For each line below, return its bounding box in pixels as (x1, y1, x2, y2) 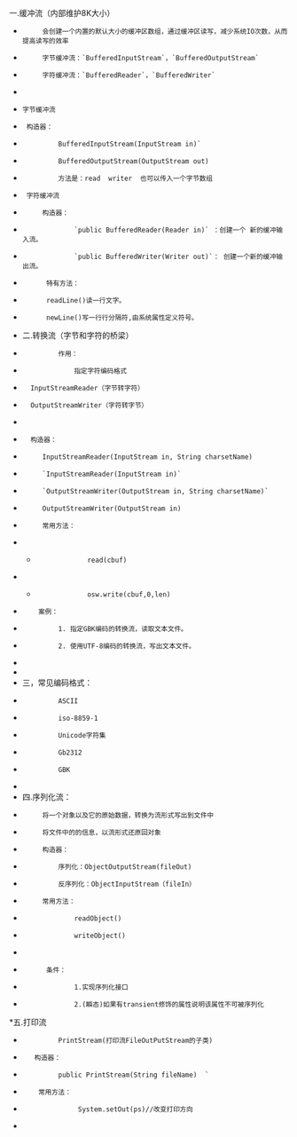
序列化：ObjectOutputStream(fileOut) (58, 863, 192, 872)
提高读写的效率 (21, 36, 69, 45)
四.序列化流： (21, 792, 72, 801)
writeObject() (74, 931, 126, 940)
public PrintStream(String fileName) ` (58, 1070, 210, 1079)
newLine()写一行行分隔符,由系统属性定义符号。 (45, 313, 199, 322)
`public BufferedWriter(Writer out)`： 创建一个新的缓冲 (74, 252, 277, 261)
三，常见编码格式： (21, 677, 93, 688)
